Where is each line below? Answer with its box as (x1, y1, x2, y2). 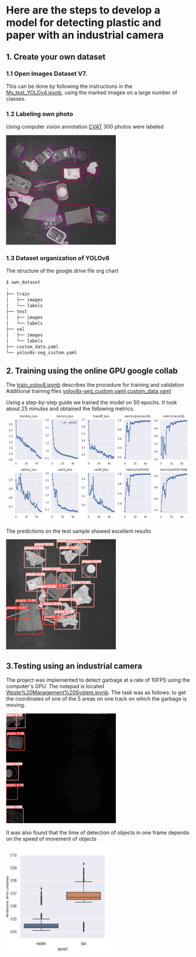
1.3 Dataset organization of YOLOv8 (6, 254, 110, 262)
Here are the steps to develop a (6, 4, 161, 17)
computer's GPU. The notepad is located (6, 683, 104, 690)
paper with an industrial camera (6, 29, 164, 42)
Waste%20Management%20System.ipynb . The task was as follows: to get (6, 689, 186, 696)
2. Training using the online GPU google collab (6, 366, 178, 376)
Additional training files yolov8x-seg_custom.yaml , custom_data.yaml (6, 388, 171, 395)
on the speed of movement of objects (6, 836, 97, 843)
